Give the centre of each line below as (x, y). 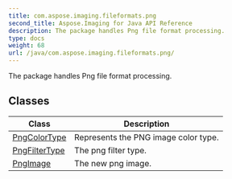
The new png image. (112, 163)
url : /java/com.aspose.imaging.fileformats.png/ (91, 53)
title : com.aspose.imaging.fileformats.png (83, 16)
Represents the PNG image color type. (146, 137)
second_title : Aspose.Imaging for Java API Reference (101, 23)
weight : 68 (27, 46)
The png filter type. (110, 150)
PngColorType (39, 137)
